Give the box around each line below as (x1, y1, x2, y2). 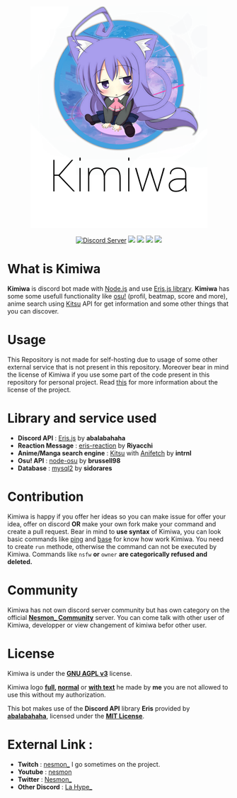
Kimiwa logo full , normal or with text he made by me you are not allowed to (7, 682, 229, 691)
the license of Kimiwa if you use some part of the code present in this (7, 370, 210, 379)
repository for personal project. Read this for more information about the (7, 377, 218, 386)
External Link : (7, 736, 93, 753)
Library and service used (7, 411, 157, 426)
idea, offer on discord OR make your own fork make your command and (7, 519, 216, 528)
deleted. (7, 557, 33, 566)
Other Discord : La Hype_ (17, 782, 93, 791)
